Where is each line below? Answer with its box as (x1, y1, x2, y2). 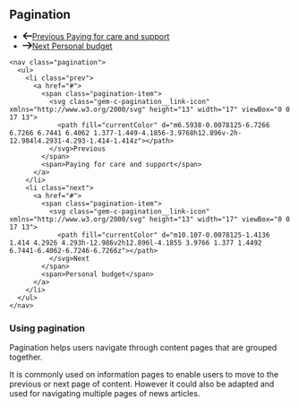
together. (9, 352, 43, 362)
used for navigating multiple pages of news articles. (9, 388, 201, 399)
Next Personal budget (31, 40, 113, 51)
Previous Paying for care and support (31, 30, 170, 41)
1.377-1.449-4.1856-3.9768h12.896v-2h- (93, 128, 243, 137)
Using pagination (9, 322, 86, 334)
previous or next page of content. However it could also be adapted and (9, 378, 275, 389)
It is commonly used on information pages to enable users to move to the (9, 369, 279, 380)
